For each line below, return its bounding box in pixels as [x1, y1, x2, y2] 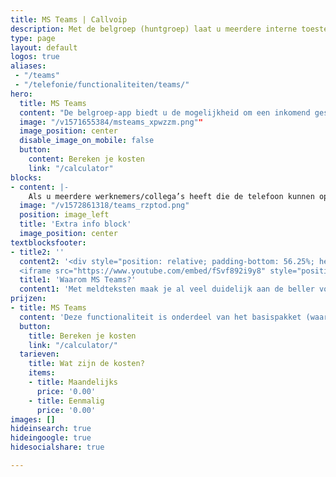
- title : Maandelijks [28, 377, 118, 387]
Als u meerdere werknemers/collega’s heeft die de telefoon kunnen [28, 191, 315, 201]
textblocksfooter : [10, 237, 87, 248]
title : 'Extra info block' [19, 219, 132, 230]
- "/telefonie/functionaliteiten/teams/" [14, 80, 190, 90]
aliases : [10, 61, 47, 71]
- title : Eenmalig [28, 396, 105, 406]
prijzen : [10, 294, 47, 304]
